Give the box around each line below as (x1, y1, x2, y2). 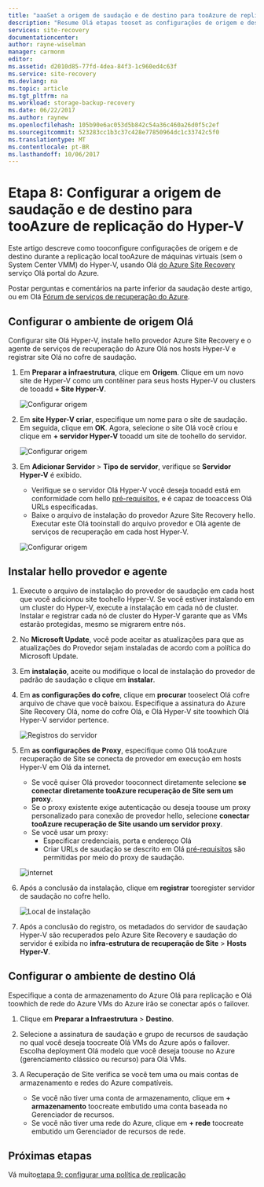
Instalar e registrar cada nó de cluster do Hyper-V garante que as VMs (19, 610, 247, 621)
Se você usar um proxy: (31, 827, 108, 837)
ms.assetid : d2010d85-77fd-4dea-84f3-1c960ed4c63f (8, 63, 178, 71)
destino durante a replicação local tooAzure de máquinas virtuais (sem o (8, 252, 243, 262)
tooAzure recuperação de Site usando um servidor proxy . (31, 819, 223, 829)
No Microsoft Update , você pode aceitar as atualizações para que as (19, 634, 244, 644)
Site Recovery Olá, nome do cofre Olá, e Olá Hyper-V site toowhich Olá (19, 706, 250, 716)
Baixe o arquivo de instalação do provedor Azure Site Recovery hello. (31, 511, 255, 519)
